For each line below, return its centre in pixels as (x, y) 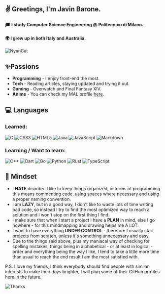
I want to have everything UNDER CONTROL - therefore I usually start (83, 230)
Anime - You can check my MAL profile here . (58, 94)
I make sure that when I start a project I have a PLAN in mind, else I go (83, 220)
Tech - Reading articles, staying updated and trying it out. (71, 84)
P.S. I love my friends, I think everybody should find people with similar (77, 266)
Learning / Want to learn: (35, 150)
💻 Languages (27, 110)
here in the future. (23, 277)
